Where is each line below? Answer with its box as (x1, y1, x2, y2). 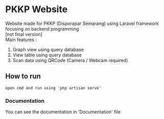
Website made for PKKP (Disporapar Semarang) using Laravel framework (5, 20, 159, 26)
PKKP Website (5, 4, 68, 15)
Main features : (5, 37, 37, 43)
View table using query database (12, 52, 82, 58)
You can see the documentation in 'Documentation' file (5, 109, 121, 115)
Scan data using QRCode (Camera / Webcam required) (12, 57, 128, 63)
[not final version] (5, 31, 42, 37)
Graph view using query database (12, 46, 84, 52)
